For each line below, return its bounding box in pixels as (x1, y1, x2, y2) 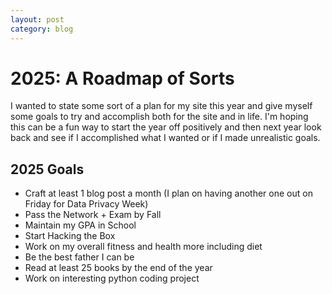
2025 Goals (10, 161, 85, 178)
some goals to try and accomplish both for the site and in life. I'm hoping (10, 111, 309, 123)
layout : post (10, 14, 65, 25)
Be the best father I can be (24, 251, 135, 263)
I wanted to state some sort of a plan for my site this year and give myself (10, 100, 313, 112)
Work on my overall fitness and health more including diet (24, 241, 263, 253)
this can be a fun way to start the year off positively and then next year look (10, 121, 322, 133)
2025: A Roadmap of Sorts (10, 67, 235, 90)
